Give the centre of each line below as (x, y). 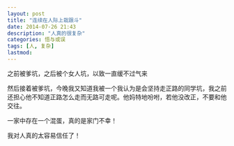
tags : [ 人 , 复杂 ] (31, 46)
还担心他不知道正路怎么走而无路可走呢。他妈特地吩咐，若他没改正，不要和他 (117, 97)
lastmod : (20, 53)
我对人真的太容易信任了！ (44, 135)
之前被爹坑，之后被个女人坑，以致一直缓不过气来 (77, 73)
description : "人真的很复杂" (46, 33)
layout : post (26, 14)
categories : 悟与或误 (37, 40)
